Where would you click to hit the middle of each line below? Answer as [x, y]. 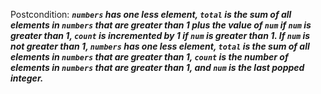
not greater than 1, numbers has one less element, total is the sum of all [160, 46]
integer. [27, 78]
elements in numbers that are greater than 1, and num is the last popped [157, 67]
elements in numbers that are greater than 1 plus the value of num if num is [161, 25]
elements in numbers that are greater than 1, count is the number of [149, 57]
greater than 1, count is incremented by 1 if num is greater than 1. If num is [160, 35]
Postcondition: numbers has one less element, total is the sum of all [151, 14]
